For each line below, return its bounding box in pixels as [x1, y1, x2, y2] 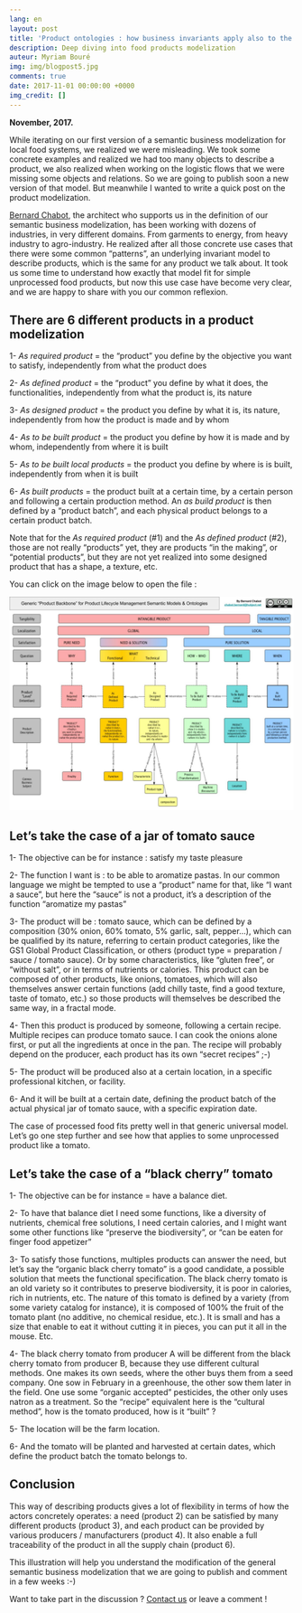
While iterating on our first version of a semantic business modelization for [9, 134, 287, 145]
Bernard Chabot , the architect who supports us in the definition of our [9, 209, 269, 221]
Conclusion [9, 1476, 76, 1492]
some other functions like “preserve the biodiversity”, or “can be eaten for [9, 1227, 284, 1238]
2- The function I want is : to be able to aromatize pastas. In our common [9, 870, 280, 881]
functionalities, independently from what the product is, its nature [9, 387, 252, 398]
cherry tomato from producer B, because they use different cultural [9, 1358, 260, 1369]
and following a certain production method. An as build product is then [9, 495, 272, 506]
